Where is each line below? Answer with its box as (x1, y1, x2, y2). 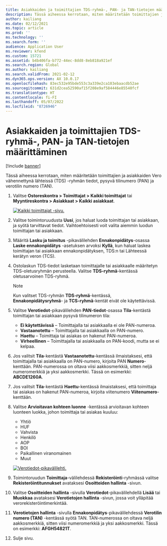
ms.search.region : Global (5, 62, 59, 67)
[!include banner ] (5, 163, 41, 169)
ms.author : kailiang (5, 67, 49, 72)
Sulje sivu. (12, 535, 34, 541)
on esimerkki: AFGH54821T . (12, 525, 71, 531)
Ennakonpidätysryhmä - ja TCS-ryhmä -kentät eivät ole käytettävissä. (12, 298, 156, 303)
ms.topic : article (5, 26, 44, 31)
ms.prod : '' (5, 30, 30, 35)
